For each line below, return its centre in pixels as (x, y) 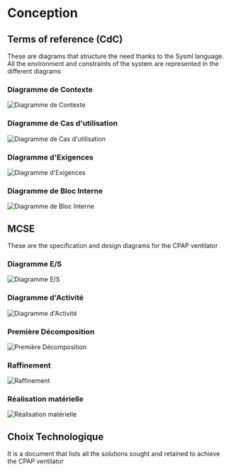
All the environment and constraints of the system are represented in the (113, 64)
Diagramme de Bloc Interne (55, 191)
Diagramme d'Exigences (51, 157)
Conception (43, 13)
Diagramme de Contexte (50, 89)
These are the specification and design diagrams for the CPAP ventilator (113, 245)
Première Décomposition (51, 331)
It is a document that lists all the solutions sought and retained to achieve (114, 454)
